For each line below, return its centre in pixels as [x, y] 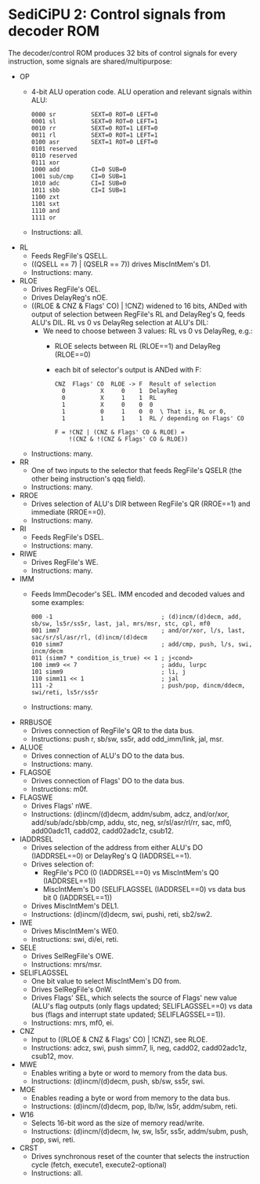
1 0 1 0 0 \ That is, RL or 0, [144, 411]
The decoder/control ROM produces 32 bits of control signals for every [123, 53]
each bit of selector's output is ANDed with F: [128, 369]
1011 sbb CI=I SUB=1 [79, 190]
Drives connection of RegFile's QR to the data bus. [112, 730]
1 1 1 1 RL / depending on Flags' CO [153, 418]
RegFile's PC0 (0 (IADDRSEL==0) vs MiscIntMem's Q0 [131, 872]
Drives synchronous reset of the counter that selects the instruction [140, 1156]
